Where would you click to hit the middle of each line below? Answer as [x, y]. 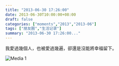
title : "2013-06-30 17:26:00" [37, 10]
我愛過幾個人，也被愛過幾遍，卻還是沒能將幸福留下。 [61, 48]
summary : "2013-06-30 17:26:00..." [43, 33]
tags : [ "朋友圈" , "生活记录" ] [34, 29]
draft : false [19, 19]
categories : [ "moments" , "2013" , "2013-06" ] [51, 24]
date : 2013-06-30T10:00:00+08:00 [41, 15]
